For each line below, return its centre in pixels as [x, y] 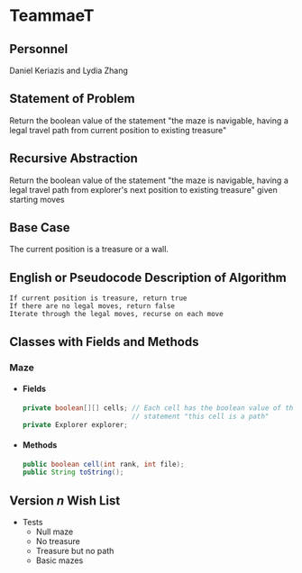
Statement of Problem [72, 99]
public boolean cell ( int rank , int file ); [103, 464]
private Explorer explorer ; [75, 424]
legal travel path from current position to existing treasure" [118, 130]
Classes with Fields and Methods [104, 342]
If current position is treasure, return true [98, 298]
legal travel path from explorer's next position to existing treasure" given [143, 189]
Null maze [55, 532]
